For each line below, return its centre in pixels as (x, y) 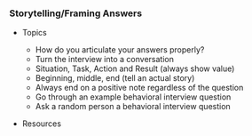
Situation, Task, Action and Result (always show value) (135, 68)
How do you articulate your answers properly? (120, 50)
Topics (34, 33)
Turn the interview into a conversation (105, 60)
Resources (42, 124)
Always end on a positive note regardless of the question (139, 88)
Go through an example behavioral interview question (133, 97)
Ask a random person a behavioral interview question (133, 107)
